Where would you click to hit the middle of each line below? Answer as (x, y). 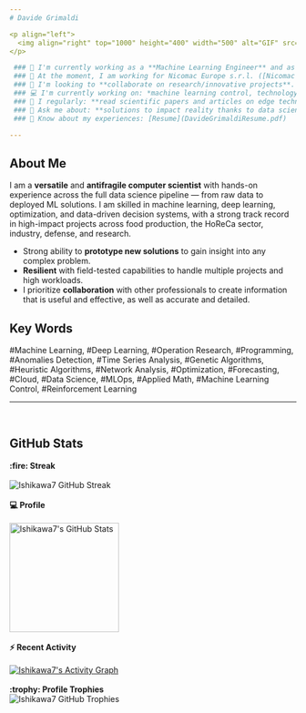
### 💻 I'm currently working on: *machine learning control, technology (156, 93)
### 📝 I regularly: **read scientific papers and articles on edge (144, 101)
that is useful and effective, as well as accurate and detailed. (136, 300)
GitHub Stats (46, 444)
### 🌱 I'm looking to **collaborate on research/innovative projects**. (154, 85)
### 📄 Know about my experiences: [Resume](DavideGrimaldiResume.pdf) (150, 118)
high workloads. (53, 280)
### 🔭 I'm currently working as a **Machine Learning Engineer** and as (154, 68)
